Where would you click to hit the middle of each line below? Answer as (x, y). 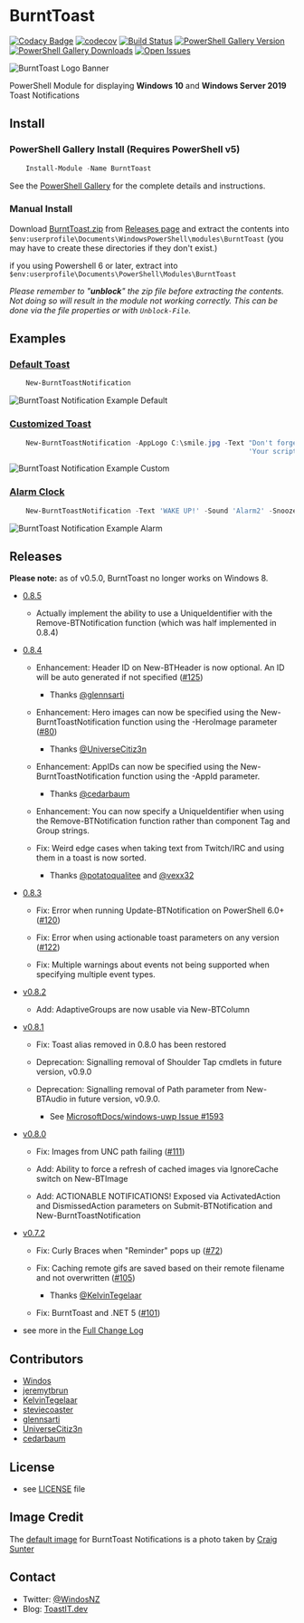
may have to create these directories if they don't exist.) (114, 248)
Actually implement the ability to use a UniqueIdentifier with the (154, 613)
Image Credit (47, 1517)
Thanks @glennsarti (87, 695)
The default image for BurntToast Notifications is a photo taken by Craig (143, 1539)
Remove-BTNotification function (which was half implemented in (156, 623)
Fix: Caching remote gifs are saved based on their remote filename (160, 1268)
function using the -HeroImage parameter (199, 722)
